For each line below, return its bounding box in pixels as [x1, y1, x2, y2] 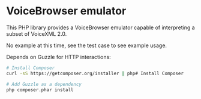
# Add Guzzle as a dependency [6, 81, 82, 87]
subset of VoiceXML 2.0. [6, 30, 67, 37]
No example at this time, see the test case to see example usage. [6, 42, 167, 49]
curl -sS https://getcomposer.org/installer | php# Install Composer [6, 70, 184, 76]
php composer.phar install [6, 86, 74, 93]
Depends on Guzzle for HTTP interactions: [6, 53, 111, 60]
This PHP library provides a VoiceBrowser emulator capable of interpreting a [6, 24, 195, 31]
